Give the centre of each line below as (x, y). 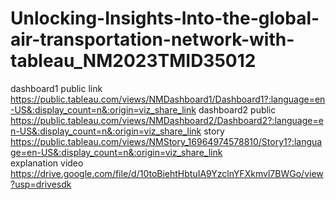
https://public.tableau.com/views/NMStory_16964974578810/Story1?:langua (166, 141)
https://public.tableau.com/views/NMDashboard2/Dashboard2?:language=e (167, 120)
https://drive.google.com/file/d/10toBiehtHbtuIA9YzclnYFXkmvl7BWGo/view (167, 173)
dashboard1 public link (56, 88)
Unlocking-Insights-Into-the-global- (165, 18)
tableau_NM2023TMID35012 (133, 61)
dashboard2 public (237, 109)
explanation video (47, 163)
